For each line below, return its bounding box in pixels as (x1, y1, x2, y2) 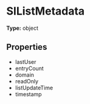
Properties (6, 42, 47, 52)
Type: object (6, 24, 38, 32)
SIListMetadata (6, 4, 85, 18)
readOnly (15, 77, 38, 85)
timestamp (15, 90, 42, 98)
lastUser (15, 58, 36, 65)
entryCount (15, 64, 44, 72)
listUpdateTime (15, 84, 54, 91)
